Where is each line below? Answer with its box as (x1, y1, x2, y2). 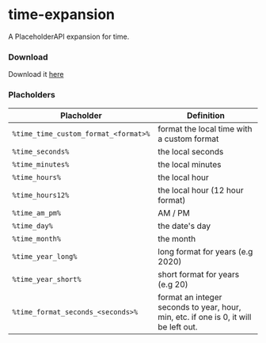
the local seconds (158, 146, 224, 157)
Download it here (8, 70, 64, 79)
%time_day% (12, 221, 53, 231)
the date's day (158, 220, 211, 231)
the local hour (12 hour (158, 185, 244, 196)
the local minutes (158, 158, 222, 170)
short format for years (158, 269, 240, 280)
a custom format (158, 133, 219, 144)
